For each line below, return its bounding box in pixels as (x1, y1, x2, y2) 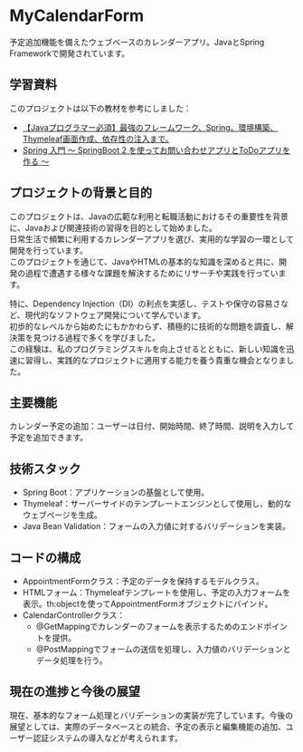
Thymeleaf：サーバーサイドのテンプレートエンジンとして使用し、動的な (22, 498, 292, 509)
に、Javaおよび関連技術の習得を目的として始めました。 (9, 222, 217, 233)
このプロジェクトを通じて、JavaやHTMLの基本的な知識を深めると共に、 (9, 255, 279, 267)
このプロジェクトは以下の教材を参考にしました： (9, 102, 192, 113)
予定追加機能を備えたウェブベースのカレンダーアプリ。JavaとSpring (9, 36, 265, 47)
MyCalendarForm (9, 5, 145, 26)
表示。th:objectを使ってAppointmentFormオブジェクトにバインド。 (22, 599, 273, 609)
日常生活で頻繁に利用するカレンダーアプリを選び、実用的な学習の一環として (9, 233, 295, 245)
